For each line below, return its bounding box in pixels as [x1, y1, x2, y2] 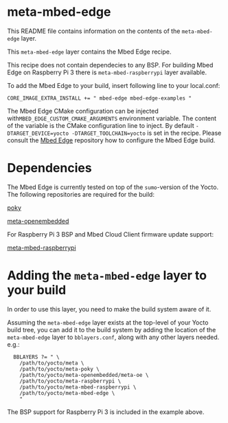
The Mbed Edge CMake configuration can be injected [7, 107, 159, 115]
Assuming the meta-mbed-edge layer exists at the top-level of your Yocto [7, 318, 209, 327]
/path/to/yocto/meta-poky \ [19, 365, 100, 372]
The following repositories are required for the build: [7, 190, 155, 198]
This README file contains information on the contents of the [7, 27, 181, 35]
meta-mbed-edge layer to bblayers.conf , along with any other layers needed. [7, 333, 220, 341]
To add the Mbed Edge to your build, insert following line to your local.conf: [7, 81, 220, 89]
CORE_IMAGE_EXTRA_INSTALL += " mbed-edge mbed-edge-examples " [7, 94, 192, 102]
